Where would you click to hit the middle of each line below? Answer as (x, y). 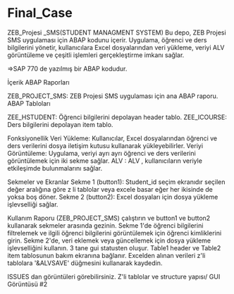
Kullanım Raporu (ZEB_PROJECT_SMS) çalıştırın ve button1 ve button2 (109, 218)
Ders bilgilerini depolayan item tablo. (60, 124)
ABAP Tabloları (29, 103)
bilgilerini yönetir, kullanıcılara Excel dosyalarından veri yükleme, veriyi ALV (116, 47)
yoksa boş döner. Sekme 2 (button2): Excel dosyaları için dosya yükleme (113, 197)
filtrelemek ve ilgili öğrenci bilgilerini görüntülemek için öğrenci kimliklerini (115, 233)
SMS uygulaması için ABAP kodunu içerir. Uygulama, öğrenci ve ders (107, 39)
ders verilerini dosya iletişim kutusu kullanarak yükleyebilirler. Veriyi (105, 145)
